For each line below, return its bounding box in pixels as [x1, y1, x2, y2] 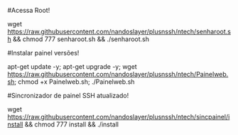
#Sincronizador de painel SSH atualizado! [7, 92, 129, 99]
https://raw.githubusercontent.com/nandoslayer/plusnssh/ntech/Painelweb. [7, 70, 229, 78]
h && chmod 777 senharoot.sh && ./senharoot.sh [7, 35, 150, 43]
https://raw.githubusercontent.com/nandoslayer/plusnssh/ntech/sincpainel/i [7, 113, 230, 121]
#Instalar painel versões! [7, 49, 80, 57]
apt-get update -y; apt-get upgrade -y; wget [7, 63, 137, 70]
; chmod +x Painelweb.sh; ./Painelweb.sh [13, 77, 135, 86]
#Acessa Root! [7, 6, 50, 14]
